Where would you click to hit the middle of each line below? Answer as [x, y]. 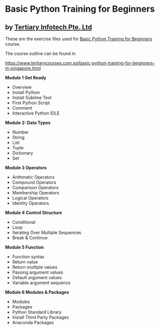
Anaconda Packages [33, 322]
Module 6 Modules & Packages [37, 292]
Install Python [26, 92]
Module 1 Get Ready [26, 78]
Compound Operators [34, 182]
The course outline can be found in [40, 53]
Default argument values [37, 277]
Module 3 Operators [26, 168]
